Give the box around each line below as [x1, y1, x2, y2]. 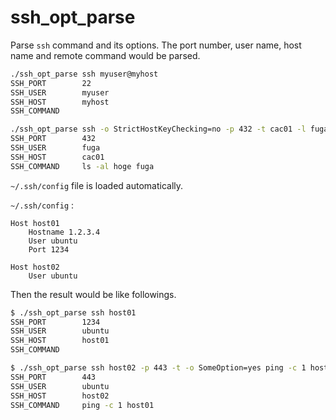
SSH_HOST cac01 [10, 152, 105, 162]
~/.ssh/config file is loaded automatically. [10, 179, 184, 191]
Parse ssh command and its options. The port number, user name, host [10, 39, 302, 51]
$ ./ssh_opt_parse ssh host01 [10, 307, 137, 318]
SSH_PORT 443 [10, 372, 97, 382]
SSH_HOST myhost [10, 97, 110, 107]
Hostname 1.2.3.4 [28, 227, 101, 237]
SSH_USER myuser [10, 87, 110, 98]
